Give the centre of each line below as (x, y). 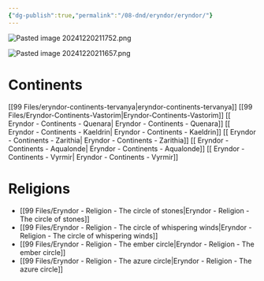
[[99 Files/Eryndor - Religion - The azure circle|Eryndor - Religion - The (136, 261)
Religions (39, 189)
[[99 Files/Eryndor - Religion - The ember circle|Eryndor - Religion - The (137, 244)
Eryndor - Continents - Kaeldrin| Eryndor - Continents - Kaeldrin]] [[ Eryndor (132, 131)
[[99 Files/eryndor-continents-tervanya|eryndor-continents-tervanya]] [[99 (130, 106)
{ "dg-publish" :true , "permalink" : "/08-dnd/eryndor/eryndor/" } (111, 15)
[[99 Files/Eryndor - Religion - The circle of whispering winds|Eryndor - (136, 227)
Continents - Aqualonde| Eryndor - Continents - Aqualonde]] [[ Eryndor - (126, 148)
